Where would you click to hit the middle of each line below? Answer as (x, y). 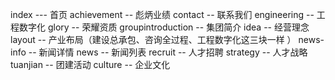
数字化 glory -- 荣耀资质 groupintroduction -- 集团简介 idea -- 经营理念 (164, 27)
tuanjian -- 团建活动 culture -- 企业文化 (90, 64)
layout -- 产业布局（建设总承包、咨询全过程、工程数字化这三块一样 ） (153, 39)
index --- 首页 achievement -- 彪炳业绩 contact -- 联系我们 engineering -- (162, 14)
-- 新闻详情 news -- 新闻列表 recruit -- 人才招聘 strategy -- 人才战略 (168, 52)
